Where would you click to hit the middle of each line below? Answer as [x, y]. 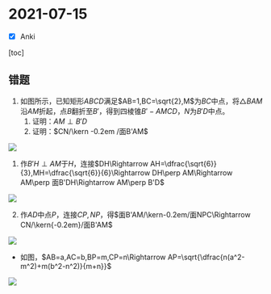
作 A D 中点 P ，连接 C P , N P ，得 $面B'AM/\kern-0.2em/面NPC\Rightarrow [135, 214]
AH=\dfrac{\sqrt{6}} [184, 163]
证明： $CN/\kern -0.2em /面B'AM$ [90, 131]
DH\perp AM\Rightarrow [192, 172]
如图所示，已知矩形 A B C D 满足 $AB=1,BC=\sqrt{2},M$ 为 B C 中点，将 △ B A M [141, 101]
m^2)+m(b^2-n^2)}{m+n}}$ [66, 266]
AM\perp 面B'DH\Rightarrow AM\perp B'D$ [92, 182]
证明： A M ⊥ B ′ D [59, 121]
